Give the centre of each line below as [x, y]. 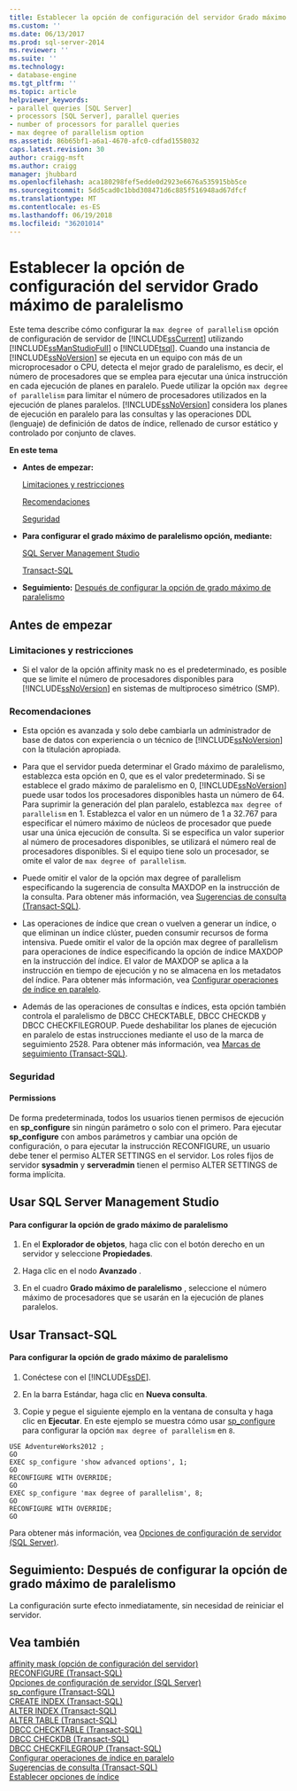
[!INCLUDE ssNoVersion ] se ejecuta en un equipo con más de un [126, 358]
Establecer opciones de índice [64, 1777]
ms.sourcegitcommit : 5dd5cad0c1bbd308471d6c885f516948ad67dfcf [128, 191]
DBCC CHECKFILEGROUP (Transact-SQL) [85, 1748]
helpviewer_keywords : [49, 100]
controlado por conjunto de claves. [73, 433]
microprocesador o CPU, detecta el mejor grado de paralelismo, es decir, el [146, 367]
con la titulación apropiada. [71, 749]
